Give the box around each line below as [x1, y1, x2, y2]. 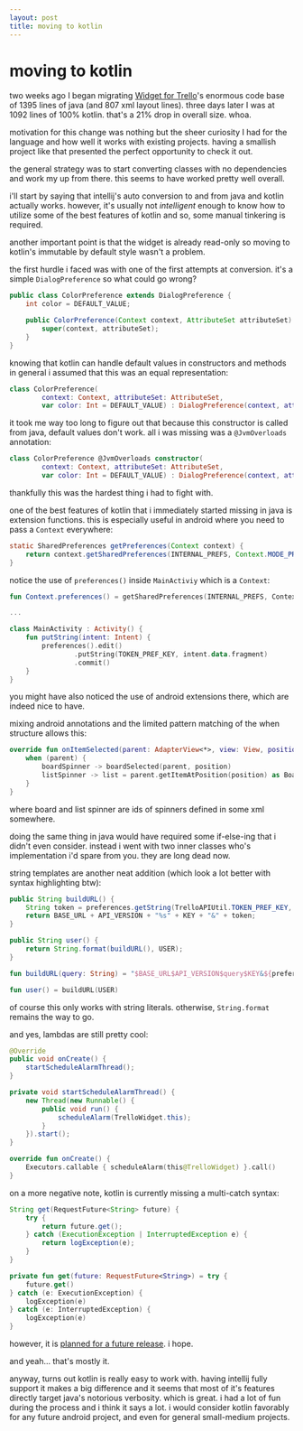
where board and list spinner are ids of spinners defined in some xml [9, 804, 264, 814]
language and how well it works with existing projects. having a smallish [9, 136, 277, 147]
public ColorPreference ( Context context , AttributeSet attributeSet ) [25, 316, 293, 325]
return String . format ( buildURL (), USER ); [25, 944, 183, 953]
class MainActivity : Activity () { [9, 625, 143, 634]
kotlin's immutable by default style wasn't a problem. [9, 246, 206, 257]
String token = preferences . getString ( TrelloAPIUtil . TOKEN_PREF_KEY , [25, 903, 293, 912]
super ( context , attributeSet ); [41, 324, 160, 334]
